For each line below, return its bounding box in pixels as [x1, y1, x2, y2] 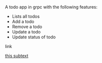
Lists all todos [12, 14, 40, 19]
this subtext [5, 53, 29, 59]
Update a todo [12, 29, 41, 34]
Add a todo [12, 19, 35, 24]
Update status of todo [12, 34, 56, 40]
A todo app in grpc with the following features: [5, 4, 98, 10]
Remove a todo [12, 24, 43, 30]
